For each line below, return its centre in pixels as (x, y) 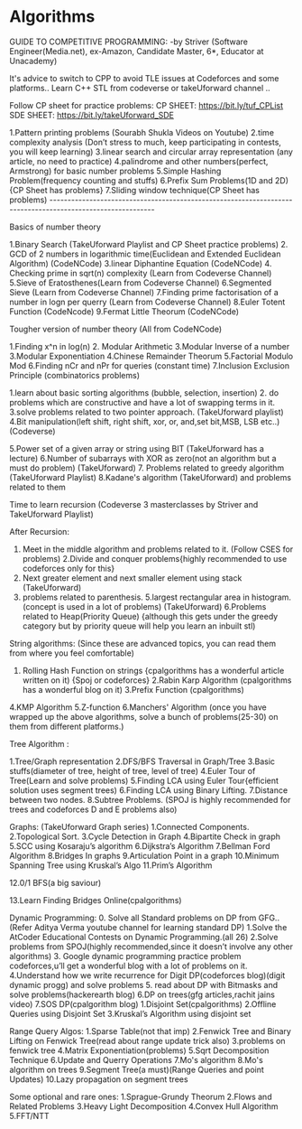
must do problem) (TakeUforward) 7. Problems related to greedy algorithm (147, 468)
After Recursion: (40, 531)
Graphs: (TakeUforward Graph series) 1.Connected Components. (129, 826)
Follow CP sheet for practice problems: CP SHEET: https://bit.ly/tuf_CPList (146, 105)
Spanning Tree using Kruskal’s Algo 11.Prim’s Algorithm (111, 865)
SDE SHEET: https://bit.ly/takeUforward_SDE (92, 115)
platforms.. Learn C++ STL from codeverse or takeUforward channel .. (140, 88)
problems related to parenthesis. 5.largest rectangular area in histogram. (156, 597)
